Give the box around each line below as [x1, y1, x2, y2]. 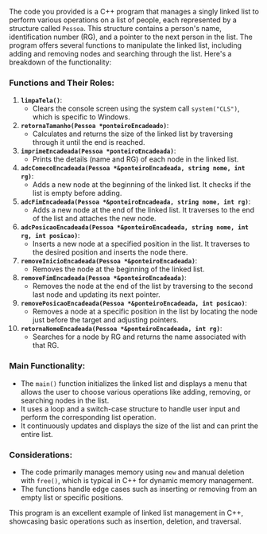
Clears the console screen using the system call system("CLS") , [32, 103, 240, 114]
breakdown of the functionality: [9, 57, 112, 67]
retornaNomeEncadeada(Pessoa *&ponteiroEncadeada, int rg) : [20, 324, 222, 333]
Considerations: [9, 449, 73, 460]
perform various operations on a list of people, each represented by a [9, 15, 237, 25]
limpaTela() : [20, 95, 63, 105]
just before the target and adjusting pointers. [32, 315, 179, 325]
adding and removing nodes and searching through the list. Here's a [9, 49, 232, 58]
